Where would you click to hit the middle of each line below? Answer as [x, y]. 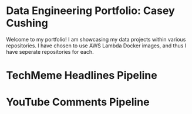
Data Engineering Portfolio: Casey [90, 11]
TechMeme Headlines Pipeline [82, 76]
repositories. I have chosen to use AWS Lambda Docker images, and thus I [96, 46]
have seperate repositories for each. [50, 51]
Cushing [27, 23]
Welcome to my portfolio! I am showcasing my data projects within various [96, 39]
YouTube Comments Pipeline [78, 102]
